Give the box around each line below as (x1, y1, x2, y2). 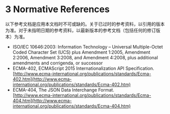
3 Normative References (5, 4, 110, 15)
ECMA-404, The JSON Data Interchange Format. (12, 87, 115, 93)
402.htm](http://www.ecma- (12, 76, 72, 82)
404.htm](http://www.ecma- (12, 97, 72, 103)
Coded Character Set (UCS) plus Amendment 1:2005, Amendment (12, 49, 151, 55)
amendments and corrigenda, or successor (12, 60, 103, 66)
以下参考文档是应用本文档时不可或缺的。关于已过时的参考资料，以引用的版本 (5, 21, 165, 27)
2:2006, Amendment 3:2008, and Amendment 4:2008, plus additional (12, 54, 158, 60)
